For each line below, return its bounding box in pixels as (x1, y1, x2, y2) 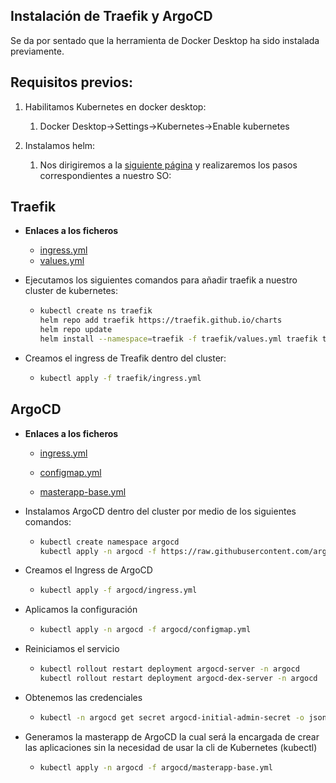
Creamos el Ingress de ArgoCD (24, 564, 153, 576)
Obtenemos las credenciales (24, 691, 143, 703)
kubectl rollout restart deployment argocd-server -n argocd (39, 664, 300, 674)
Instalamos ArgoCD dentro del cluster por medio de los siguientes (24, 505, 297, 517)
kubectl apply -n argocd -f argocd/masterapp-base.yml (39, 762, 273, 773)
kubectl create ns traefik (39, 306, 153, 316)
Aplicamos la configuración (24, 604, 138, 616)
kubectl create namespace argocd (39, 537, 180, 547)
